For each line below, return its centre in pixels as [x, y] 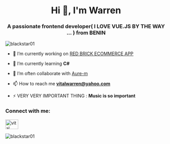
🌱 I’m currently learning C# [41, 64]
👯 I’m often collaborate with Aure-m [50, 74]
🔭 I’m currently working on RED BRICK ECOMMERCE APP [73, 54]
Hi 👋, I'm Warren [86, 10]
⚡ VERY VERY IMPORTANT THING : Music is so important [74, 96]
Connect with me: [28, 111]
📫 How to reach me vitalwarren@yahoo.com [61, 84]
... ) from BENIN [86, 33]
